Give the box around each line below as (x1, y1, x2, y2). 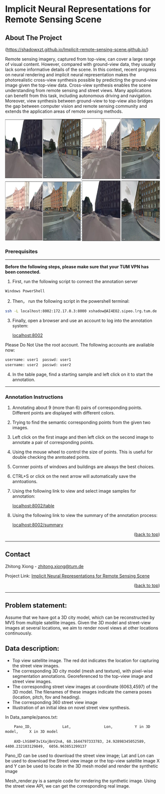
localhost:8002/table (12, 503, 55, 509)
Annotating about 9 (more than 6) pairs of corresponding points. (12, 405, 142, 411)
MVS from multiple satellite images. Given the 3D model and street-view (5, 619, 151, 626)
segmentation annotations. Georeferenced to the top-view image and (12, 673, 153, 679)
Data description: (5, 644, 60, 653)
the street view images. (12, 663, 60, 668)
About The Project (5, 33, 62, 42)
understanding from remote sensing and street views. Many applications (5, 88, 152, 93)
